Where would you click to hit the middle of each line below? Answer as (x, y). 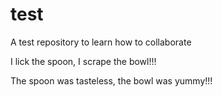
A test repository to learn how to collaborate (101, 42)
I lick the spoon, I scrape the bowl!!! (83, 61)
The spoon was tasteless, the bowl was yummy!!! (111, 80)
